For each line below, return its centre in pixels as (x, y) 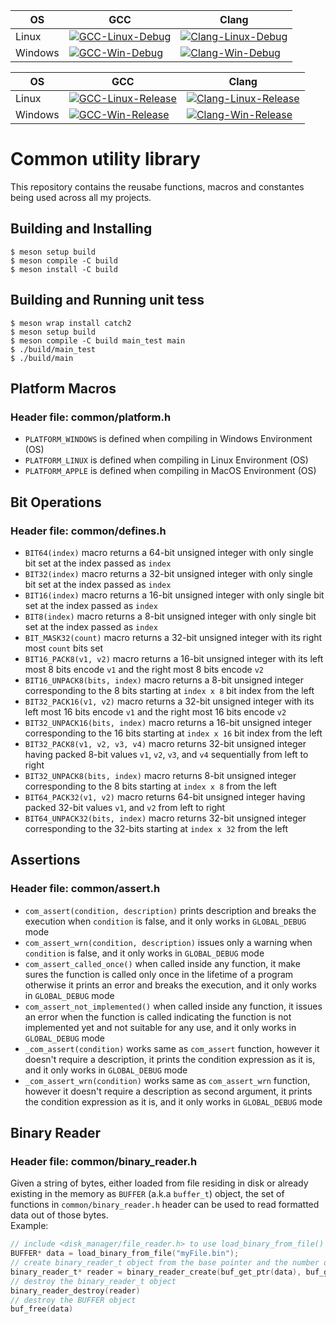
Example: (29, 1226)
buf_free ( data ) (42, 1309)
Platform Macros (63, 388)
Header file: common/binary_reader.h (104, 1161)
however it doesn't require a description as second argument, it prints (168, 1091)
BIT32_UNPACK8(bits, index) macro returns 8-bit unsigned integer (160, 775)
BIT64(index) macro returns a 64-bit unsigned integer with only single (169, 552)
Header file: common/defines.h (88, 531)
